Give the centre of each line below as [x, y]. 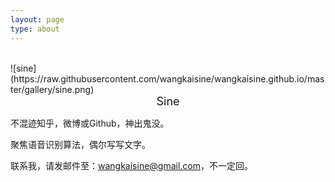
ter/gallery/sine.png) [52, 89]
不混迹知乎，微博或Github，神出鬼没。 [90, 123]
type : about [35, 29]
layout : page [37, 19]
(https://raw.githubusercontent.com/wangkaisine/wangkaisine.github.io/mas [167, 78]
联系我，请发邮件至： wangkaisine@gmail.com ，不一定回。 [132, 165]
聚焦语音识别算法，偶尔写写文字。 [80, 144]
